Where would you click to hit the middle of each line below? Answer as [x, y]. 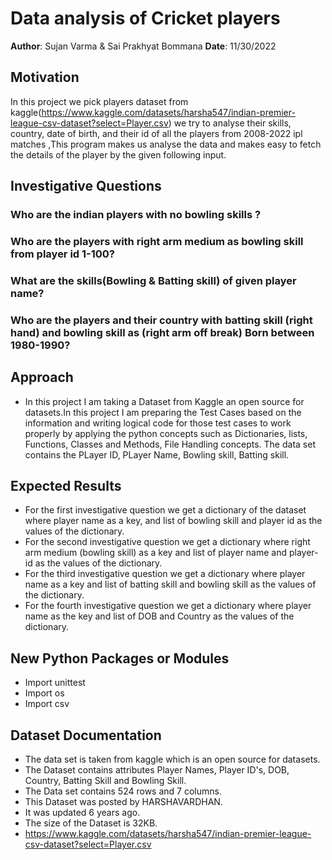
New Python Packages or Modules [120, 658]
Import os [44, 693]
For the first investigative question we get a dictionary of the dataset [165, 510]
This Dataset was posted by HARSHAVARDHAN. [123, 802]
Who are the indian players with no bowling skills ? [136, 215]
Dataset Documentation [86, 735]
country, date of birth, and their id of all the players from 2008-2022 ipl [156, 133]
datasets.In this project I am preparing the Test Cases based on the [163, 412]
